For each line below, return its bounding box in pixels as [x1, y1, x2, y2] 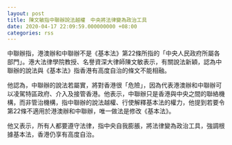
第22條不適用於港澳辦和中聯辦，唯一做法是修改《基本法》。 [7, 107, 175, 115]
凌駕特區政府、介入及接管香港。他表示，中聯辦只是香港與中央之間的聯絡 [12, 90, 219, 98]
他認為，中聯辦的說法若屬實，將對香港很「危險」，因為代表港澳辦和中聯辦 [7, 81, 216, 90]
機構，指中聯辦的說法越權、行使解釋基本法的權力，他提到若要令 [43, 98, 225, 107]
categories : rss [7, 29, 54, 37]
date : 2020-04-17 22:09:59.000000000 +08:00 [7, 23, 137, 30]
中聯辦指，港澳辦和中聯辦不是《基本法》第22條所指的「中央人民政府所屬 [7, 49, 215, 57]
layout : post [7, 10, 45, 17]
